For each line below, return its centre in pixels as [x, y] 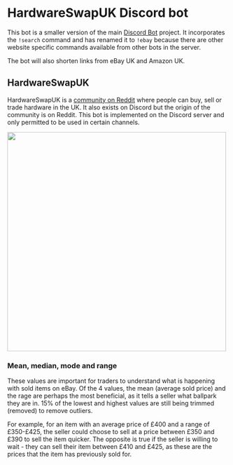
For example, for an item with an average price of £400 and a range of [108, 424]
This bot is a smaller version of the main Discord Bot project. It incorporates [116, 32]
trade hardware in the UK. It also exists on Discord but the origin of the [109, 107]
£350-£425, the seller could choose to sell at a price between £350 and [111, 432]
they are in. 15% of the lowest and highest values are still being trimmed [111, 403]
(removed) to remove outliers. [50, 411]
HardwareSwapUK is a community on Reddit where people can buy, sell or [115, 100]
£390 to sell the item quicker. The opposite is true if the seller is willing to [113, 439]
